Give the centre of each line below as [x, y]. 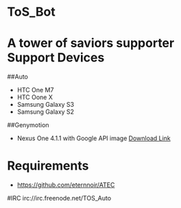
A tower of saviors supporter [91, 43]
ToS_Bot [32, 12]
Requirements [48, 166]
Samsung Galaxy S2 [45, 112]
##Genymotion [28, 125]
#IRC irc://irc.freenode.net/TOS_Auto [59, 198]
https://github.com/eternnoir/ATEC [66, 185]
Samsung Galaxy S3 [46, 105]
